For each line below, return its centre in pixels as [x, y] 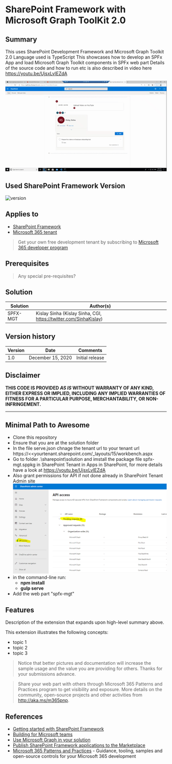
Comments [90, 350]
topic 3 [20, 653]
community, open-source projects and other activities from [80, 695]
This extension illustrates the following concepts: [57, 632]
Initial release [90, 358]
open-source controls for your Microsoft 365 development [74, 756]
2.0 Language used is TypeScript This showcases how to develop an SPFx [84, 57]
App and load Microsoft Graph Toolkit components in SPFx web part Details [85, 62]
